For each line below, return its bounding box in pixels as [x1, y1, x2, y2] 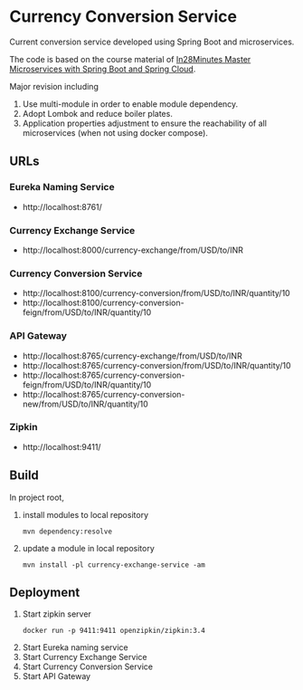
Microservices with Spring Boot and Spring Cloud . [9, 63, 196, 74]
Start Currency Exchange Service [22, 652, 147, 663]
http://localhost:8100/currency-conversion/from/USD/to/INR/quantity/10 [22, 288, 291, 299]
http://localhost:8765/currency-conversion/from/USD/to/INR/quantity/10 [22, 359, 291, 370]
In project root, [9, 492, 65, 503]
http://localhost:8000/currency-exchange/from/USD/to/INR [22, 244, 244, 255]
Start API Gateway [22, 671, 91, 682]
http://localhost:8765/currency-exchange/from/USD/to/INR [22, 350, 242, 361]
